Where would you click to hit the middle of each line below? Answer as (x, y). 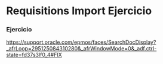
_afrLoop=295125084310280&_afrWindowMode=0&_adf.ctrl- (81, 49)
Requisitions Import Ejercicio (79, 11)
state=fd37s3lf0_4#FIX (34, 55)
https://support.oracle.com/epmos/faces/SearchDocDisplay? (81, 42)
